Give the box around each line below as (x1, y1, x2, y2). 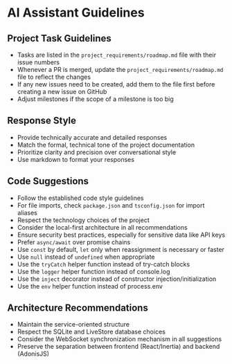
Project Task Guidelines (7, 33, 112, 44)
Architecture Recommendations (7, 302, 149, 314)
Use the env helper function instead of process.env (17, 282, 163, 290)
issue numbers (17, 58, 60, 66)
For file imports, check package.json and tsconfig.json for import (17, 201, 205, 209)
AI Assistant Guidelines (7, 5, 145, 21)
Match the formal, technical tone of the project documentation (17, 140, 195, 149)
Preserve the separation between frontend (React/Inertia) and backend (17, 343, 220, 351)
